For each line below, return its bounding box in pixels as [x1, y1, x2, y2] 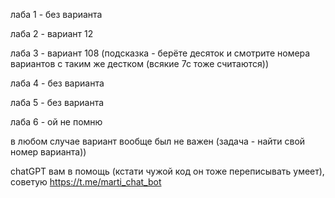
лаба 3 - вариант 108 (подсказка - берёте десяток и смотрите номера [10, 47, 311, 59]
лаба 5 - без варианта [10, 97, 105, 108]
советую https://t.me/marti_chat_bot [10, 176, 162, 188]
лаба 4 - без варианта [10, 77, 105, 89]
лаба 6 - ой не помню [10, 116, 103, 128]
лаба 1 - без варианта [10, 9, 103, 20]
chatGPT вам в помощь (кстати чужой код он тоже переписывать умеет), [10, 165, 325, 177]
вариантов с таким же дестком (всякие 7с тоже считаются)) [10, 58, 269, 69]
